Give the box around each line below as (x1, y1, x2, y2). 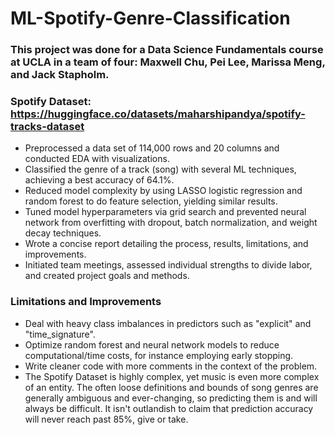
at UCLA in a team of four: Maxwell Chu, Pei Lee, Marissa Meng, (10, 55, 326, 69)
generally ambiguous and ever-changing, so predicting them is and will (24, 392, 318, 404)
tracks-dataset (10, 120, 85, 134)
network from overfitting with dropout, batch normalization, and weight (24, 217, 318, 229)
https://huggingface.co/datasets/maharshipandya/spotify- (10, 107, 306, 121)
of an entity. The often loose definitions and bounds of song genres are (24, 381, 319, 393)
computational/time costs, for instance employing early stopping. (24, 349, 294, 361)
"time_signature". (24, 328, 96, 340)
